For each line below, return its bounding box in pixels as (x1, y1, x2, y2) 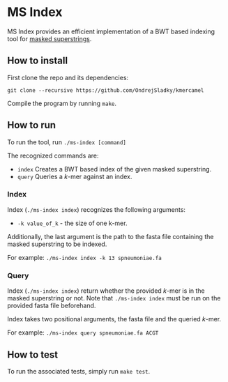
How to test (7, 349, 58, 360)
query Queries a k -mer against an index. (17, 172, 132, 181)
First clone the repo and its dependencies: (7, 73, 129, 82)
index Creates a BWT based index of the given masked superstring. (17, 165, 212, 173)
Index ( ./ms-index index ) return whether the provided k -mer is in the (7, 286, 205, 295)
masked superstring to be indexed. (7, 240, 107, 248)
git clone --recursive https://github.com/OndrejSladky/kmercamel (7, 86, 204, 94)
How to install (7, 55, 68, 67)
